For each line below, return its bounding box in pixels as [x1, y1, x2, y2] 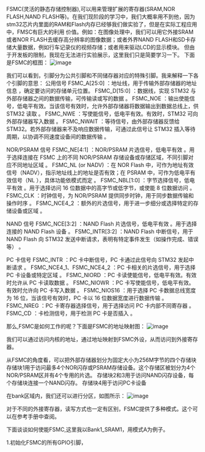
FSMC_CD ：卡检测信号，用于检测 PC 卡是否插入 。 [6, 309, 136, 317]
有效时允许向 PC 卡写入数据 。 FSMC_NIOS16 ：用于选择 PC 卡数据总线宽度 [6, 287, 196, 294]
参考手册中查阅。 [16, 413, 60, 420]
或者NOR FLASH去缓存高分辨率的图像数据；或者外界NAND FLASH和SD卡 [6, 36, 191, 43]
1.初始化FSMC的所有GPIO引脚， [6, 439, 87, 446]
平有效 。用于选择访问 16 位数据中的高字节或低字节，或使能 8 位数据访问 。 [6, 184, 195, 191]
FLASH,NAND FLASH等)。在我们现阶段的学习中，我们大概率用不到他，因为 [6, 13, 195, 20]
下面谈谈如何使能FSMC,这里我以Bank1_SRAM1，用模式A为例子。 [6, 426, 169, 433]
